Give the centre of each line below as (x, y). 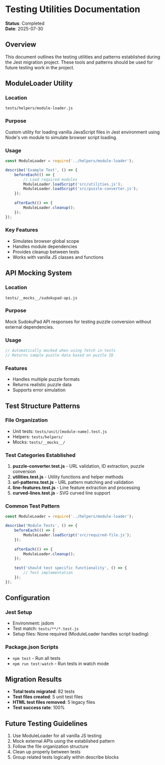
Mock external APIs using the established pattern (63, 741)
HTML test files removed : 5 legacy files (54, 702)
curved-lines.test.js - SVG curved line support (61, 493)
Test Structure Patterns (43, 406)
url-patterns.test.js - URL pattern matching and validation (73, 482)
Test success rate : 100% (39, 708)
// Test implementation (48, 573)
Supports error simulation (39, 390)
